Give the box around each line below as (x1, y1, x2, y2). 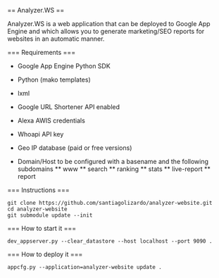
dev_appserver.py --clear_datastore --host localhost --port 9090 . (7, 238, 213, 245)
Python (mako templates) (17, 75, 92, 84)
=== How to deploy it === (7, 250, 83, 258)
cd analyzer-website (7, 206, 68, 213)
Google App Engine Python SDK (17, 62, 111, 70)
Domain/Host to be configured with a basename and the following (17, 158, 209, 165)
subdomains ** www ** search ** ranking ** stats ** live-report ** (17, 165, 211, 173)
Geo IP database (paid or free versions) (17, 144, 132, 152)
